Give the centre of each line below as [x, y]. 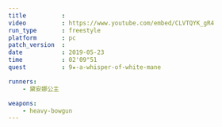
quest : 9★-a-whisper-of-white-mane [84, 67]
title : [37, 15]
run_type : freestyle [55, 30]
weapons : [23, 103]
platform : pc [42, 38]
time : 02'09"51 [53, 60]
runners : [23, 81]
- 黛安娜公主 [41, 89]
